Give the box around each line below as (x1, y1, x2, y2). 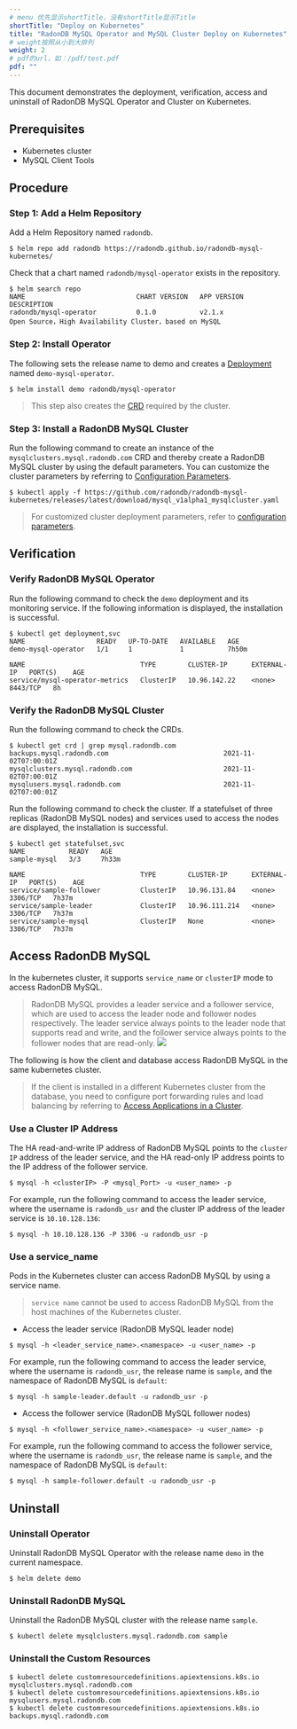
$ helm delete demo (9, 1575, 82, 1584)
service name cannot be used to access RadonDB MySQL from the (30, 1297, 274, 1308)
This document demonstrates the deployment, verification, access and (9, 86, 268, 98)
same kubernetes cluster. (9, 1064, 102, 1075)
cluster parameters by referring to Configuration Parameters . (9, 471, 232, 481)
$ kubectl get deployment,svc (9, 629, 121, 638)
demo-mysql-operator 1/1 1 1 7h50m (9, 645, 248, 653)
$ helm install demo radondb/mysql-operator (9, 385, 176, 394)
